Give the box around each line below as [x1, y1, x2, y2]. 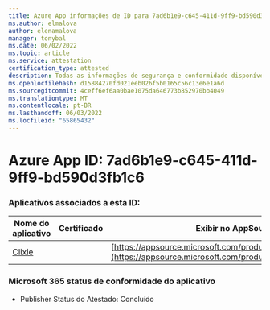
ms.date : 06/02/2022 [8, 42, 78, 50]
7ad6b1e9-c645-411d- [106, 151, 259, 170]
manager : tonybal [8, 34, 67, 43]
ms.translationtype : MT [8, 94, 88, 102]
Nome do [13, 218, 50, 229]
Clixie [12, 246, 34, 258]
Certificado [59, 223, 104, 234]
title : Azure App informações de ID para [8, 11, 149, 20]
